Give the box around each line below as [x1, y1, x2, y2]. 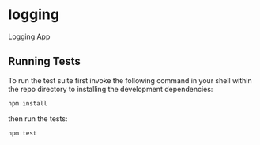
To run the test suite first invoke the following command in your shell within [8, 75, 253, 85]
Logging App [8, 32, 51, 41]
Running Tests [8, 55, 81, 68]
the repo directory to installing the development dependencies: [8, 84, 213, 93]
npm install [8, 99, 47, 108]
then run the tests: [8, 113, 68, 124]
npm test [8, 129, 37, 137]
